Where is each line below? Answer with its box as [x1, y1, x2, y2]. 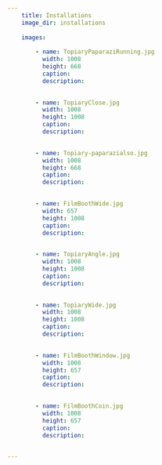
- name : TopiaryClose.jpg [35, 99, 121, 107]
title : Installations [21, 11, 92, 20]
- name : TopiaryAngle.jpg [35, 250, 121, 259]
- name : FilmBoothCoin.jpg [35, 402, 124, 410]
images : [21, 33, 46, 42]
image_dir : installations [21, 19, 106, 27]
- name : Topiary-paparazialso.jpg [35, 149, 148, 157]
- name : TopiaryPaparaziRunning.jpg [35, 48, 155, 56]
